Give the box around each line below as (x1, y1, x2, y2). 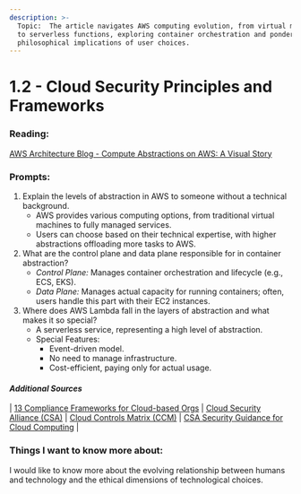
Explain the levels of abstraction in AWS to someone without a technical (21, 191, 288, 202)
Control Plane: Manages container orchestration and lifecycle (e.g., (35, 267, 284, 278)
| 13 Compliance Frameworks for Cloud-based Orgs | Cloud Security (9, 403, 262, 413)
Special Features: (35, 334, 100, 345)
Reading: (9, 127, 49, 140)
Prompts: (9, 170, 51, 183)
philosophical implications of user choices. (17, 38, 191, 48)
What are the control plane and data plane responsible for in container (21, 248, 282, 259)
